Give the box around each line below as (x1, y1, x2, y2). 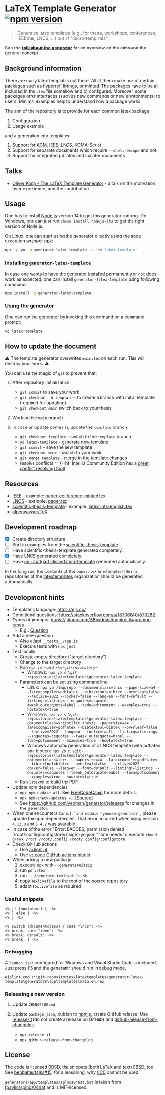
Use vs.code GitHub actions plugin (19, 852, 90, 857)
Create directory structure (12, 536, 66, 542)
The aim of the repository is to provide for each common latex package (5, 108, 149, 114)
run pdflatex (19, 867, 46, 873)
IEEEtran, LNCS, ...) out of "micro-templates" (17, 35, 108, 41)
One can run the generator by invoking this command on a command (5, 314, 145, 320)
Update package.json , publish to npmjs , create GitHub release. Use (12, 1011, 148, 1017)
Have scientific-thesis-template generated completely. (12, 547, 123, 553)
